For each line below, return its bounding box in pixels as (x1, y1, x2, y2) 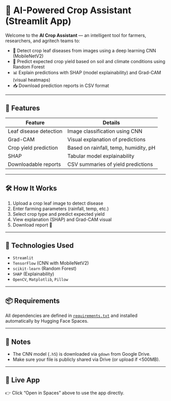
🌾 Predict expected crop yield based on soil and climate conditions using (12, 58, 165, 64)
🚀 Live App (5, 376, 40, 385)
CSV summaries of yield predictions (67, 160, 153, 167)
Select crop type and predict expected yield (12, 211, 105, 217)
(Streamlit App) (5, 15, 72, 27)
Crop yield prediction (8, 144, 59, 151)
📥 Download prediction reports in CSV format (12, 82, 109, 89)
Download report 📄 (12, 221, 52, 228)
